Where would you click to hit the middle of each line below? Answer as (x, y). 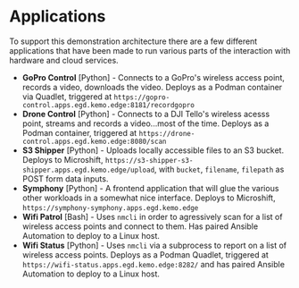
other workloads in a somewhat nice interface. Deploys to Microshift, (149, 198)
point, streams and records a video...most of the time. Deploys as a (145, 123)
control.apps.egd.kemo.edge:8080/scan (94, 141)
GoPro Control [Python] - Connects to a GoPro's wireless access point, (154, 77)
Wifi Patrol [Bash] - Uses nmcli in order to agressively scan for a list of (152, 216)
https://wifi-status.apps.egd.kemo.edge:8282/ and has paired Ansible (154, 264)
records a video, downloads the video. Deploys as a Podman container (152, 87)
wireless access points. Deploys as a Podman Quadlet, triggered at (145, 254)
